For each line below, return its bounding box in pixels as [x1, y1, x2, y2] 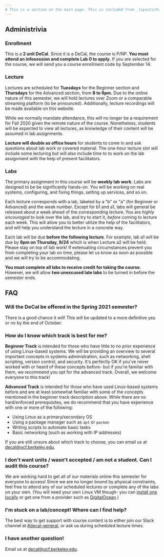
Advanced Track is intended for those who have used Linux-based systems [5, 384, 158, 389]
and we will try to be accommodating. [5, 255, 81, 260]
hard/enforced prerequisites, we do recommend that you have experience [5, 399, 154, 405]
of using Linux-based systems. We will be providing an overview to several [5, 348, 156, 354]
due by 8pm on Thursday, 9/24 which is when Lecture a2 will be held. [5, 239, 147, 245]
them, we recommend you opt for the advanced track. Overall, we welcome [5, 369, 157, 375]
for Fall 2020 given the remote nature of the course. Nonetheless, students [5, 120, 156, 126]
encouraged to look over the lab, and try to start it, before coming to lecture [5, 214, 157, 220]
